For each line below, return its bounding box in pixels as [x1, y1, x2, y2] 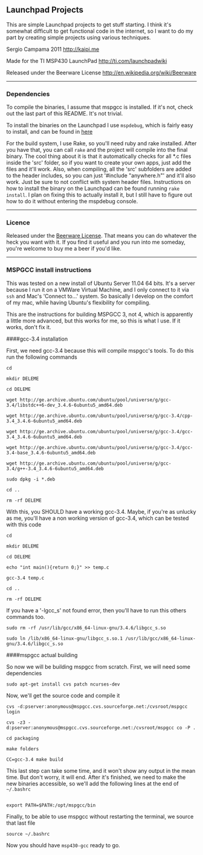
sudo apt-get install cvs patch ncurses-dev [6, 681, 120, 687]
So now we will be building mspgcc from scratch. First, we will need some [6, 663, 190, 670]
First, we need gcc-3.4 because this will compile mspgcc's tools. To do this [6, 347, 195, 354]
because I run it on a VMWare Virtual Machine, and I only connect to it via [6, 286, 189, 293]
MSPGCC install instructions [6, 266, 92, 274]
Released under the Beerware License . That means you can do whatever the [6, 232, 197, 240]
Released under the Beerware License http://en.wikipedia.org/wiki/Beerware [6, 69, 197, 76]
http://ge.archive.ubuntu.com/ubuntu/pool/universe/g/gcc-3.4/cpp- [19, 413, 193, 419]
